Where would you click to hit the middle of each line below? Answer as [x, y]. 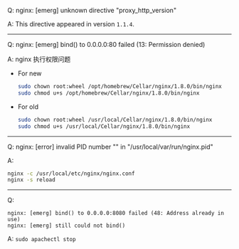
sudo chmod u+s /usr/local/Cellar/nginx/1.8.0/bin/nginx [104, 126]
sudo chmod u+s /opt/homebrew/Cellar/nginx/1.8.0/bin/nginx [108, 93]
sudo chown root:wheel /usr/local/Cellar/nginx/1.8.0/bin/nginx [115, 120]
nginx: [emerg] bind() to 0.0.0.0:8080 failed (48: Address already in [116, 213]
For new [30, 73]
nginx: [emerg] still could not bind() [67, 226]
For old [28, 107]
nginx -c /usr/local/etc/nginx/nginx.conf [71, 174]
